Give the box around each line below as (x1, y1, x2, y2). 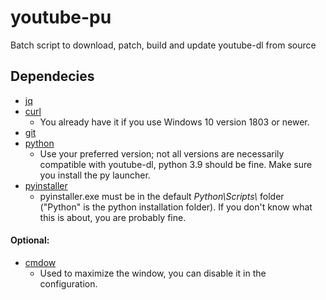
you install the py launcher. (39, 169, 151, 181)
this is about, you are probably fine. (39, 211, 187, 223)
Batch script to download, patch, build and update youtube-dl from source (10, 39, 317, 51)
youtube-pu (10, 6, 112, 29)
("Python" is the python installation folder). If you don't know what (39, 201, 313, 213)
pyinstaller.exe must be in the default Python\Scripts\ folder (39, 190, 285, 202)
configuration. (39, 277, 98, 290)
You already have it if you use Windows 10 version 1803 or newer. (39, 116, 310, 128)
